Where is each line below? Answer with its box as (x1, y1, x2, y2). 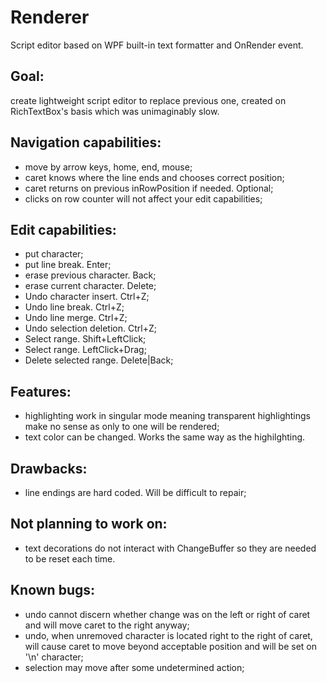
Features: (10, 383, 72, 400)
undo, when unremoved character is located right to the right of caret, (24, 629, 313, 641)
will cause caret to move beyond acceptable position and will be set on (24, 640, 318, 652)
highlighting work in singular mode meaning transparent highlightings (24, 410, 311, 422)
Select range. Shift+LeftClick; (24, 333, 147, 345)
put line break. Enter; (24, 259, 112, 271)
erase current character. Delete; (24, 280, 157, 292)
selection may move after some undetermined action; (24, 661, 245, 673)
